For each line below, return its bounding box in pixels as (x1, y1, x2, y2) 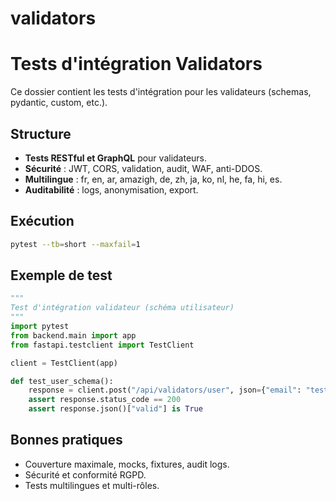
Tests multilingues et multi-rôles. (24, 479, 160, 491)
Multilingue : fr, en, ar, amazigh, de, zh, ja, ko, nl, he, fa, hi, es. (24, 173, 283, 185)
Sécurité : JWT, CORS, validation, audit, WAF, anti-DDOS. (24, 162, 263, 174)
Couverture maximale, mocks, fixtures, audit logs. (24, 458, 230, 470)
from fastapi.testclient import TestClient (10, 340, 195, 350)
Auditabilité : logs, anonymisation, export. (24, 183, 199, 196)
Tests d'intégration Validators (10, 53, 263, 76)
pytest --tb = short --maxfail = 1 (10, 239, 141, 249)
